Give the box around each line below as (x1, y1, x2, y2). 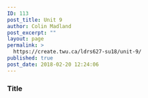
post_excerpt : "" (7, 29, 57, 36)
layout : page (7, 36, 44, 42)
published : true (7, 55, 53, 62)
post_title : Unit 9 (7, 16, 63, 23)
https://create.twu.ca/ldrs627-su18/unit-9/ (13, 49, 142, 56)
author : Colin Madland (7, 23, 72, 29)
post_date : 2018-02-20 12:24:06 (7, 61, 99, 68)
